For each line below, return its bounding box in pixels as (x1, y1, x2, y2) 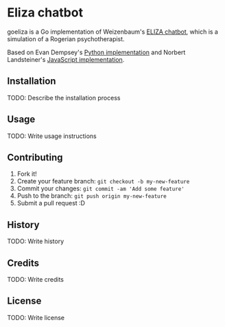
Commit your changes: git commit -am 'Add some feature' (16, 184, 185, 193)
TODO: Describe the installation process (7, 93, 121, 102)
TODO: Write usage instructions (7, 132, 97, 140)
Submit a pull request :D (16, 199, 86, 207)
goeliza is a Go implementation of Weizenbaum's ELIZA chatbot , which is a (7, 27, 218, 36)
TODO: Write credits (7, 275, 64, 283)
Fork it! (16, 170, 38, 178)
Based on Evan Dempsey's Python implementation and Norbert (7, 48, 186, 56)
